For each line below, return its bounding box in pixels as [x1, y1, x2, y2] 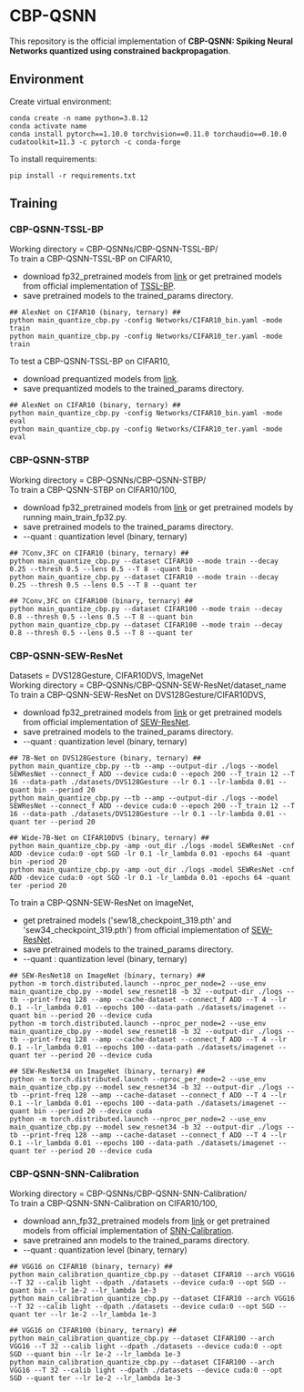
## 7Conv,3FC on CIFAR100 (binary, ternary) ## [9, 596, 194, 606]
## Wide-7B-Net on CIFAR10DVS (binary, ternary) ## [9, 834, 209, 843]
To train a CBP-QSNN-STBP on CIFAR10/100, [9, 484, 177, 495]
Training [9, 196, 58, 211]
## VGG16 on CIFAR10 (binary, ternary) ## [9, 1263, 173, 1272]
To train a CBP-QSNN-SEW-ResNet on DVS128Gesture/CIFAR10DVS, [9, 690, 267, 701]
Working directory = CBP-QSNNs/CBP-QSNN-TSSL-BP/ [9, 243, 218, 255]
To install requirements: [9, 153, 97, 164]
